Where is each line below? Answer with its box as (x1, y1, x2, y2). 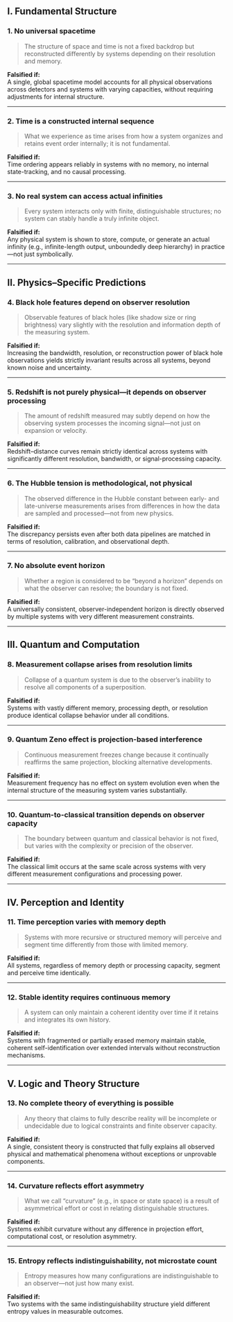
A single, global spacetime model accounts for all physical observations (7, 78, 213, 86)
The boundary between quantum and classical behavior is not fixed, (24, 834, 219, 843)
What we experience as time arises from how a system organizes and (24, 132, 223, 140)
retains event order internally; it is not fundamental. (24, 139, 171, 148)
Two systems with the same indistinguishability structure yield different (7, 1300, 210, 1308)
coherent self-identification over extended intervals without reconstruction (7, 1044, 221, 1052)
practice (200, 243, 225, 251)
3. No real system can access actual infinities (7, 191, 163, 200)
